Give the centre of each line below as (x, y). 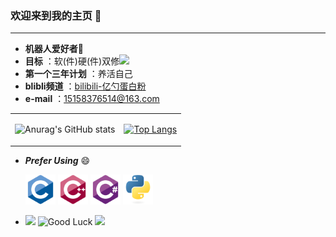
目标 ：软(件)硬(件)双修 (72, 61)
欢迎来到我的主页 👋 (56, 15)
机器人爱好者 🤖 (54, 49)
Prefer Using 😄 (57, 160)
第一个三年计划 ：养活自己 (78, 74)
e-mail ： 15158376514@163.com (92, 99)
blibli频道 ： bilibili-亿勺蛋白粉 (85, 86)
